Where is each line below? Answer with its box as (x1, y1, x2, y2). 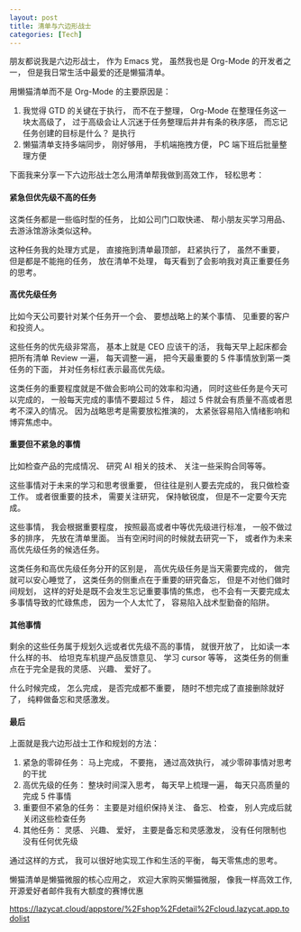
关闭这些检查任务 (22, 813, 87, 825)
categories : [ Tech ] (9, 30, 83, 39)
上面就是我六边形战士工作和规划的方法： (9, 738, 160, 749)
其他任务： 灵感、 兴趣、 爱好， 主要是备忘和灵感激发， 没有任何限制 (22, 825, 279, 836)
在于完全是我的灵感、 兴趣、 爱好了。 (16, 663, 156, 674)
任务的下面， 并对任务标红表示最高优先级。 (9, 363, 169, 374)
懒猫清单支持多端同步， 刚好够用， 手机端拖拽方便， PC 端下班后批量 (22, 139, 279, 150)
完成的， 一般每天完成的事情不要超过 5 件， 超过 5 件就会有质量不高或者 (16, 394, 286, 405)
